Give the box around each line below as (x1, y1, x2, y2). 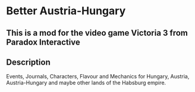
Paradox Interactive (6, 37, 80, 47)
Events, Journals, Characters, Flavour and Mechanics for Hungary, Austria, (6, 73, 190, 80)
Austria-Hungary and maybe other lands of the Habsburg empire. (6, 79, 166, 87)
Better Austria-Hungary (6, 4, 126, 18)
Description (6, 57, 51, 67)
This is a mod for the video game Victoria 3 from (6, 28, 188, 38)
